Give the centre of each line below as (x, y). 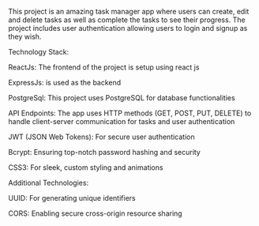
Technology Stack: (39, 52)
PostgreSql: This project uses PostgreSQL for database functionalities (122, 98)
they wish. (25, 36)
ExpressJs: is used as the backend (65, 83)
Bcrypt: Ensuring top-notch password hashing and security (105, 152)
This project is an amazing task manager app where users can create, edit (129, 11)
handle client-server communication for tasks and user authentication (122, 121)
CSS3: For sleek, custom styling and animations (86, 168)
